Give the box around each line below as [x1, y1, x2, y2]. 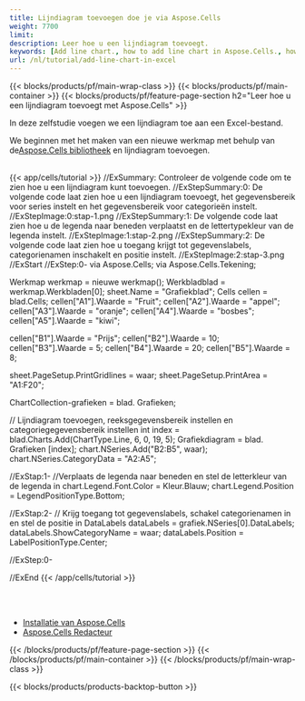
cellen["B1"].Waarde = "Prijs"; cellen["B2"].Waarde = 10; [9, 333, 220, 344]
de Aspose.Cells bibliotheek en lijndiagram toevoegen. [9, 145, 211, 155]
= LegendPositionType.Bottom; [9, 490, 125, 501]
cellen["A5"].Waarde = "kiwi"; [9, 315, 121, 325]
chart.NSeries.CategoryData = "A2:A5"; [9, 454, 157, 464]
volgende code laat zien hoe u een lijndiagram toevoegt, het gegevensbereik [9, 192, 296, 202]
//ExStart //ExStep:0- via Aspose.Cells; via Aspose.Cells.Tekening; [9, 259, 257, 269]
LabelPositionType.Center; [9, 537, 108, 547]
